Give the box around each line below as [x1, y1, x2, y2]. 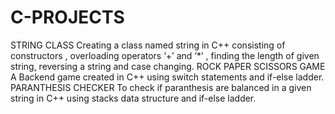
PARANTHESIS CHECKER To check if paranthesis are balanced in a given [10, 81, 312, 93]
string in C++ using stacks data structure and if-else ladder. [10, 92, 257, 104]
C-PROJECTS [10, 6, 125, 29]
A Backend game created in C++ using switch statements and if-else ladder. [10, 71, 325, 83]
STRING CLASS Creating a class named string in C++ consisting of [10, 39, 286, 51]
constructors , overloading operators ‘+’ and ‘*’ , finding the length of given [10, 49, 320, 61]
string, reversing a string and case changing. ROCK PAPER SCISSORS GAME [10, 60, 326, 72]
